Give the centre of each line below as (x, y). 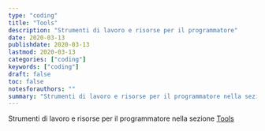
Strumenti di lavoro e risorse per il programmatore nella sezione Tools (121, 118)
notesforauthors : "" (42, 89)
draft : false (30, 74)
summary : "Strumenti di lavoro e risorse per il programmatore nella (125, 96)
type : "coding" (33, 15)
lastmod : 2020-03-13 (42, 52)
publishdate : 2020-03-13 (49, 45)
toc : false (26, 81)
